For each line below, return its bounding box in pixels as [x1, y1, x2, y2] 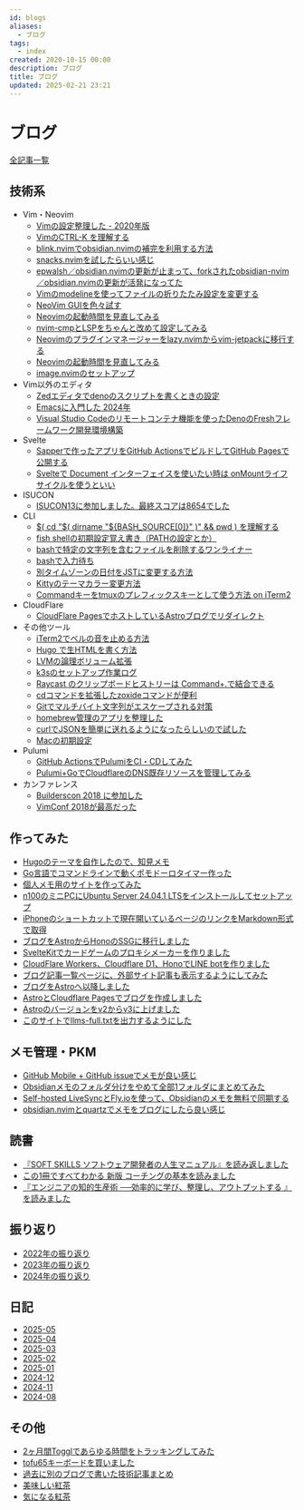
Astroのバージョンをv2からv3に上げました [22, 1004, 181, 1015]
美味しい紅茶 [22, 1480, 71, 1491]
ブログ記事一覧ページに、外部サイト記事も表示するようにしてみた [22, 969, 269, 980]
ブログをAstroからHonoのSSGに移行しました [22, 936, 190, 947]
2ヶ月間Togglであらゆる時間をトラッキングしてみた [22, 1446, 215, 1456]
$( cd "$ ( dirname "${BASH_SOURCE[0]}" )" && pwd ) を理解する [35, 521, 280, 532]
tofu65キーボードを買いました [22, 1457, 136, 1468]
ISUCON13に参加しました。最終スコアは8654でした [35, 501, 231, 511]
